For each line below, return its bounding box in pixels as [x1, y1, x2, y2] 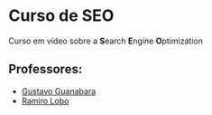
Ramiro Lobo [21, 95, 69, 106]
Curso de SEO [8, 5, 115, 26]
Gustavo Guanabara [21, 85, 97, 96]
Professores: [8, 62, 83, 77]
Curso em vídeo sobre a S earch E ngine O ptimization [8, 35, 204, 46]
